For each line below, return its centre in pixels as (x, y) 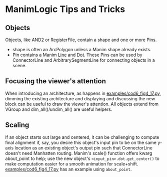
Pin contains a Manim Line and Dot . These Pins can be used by (77, 55)
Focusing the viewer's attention (55, 81)
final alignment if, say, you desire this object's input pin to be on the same (81, 142)
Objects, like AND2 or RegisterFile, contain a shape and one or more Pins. (81, 40)
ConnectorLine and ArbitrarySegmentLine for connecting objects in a (83, 60)
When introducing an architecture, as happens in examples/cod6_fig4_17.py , (83, 93)
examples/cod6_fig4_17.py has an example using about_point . (68, 169)
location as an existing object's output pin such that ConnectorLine (83, 148)
